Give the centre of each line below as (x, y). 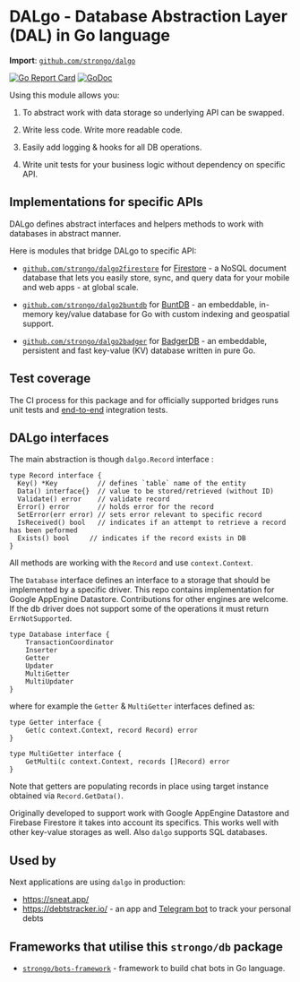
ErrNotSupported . (41, 618)
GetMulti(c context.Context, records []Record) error (128, 762)
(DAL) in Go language (90, 35)
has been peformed (43, 530)
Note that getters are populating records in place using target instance (139, 787)
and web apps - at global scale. (80, 287)
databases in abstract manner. (65, 233)
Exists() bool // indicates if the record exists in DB (132, 538)
